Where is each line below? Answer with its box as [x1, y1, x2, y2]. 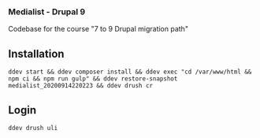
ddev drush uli [8, 124, 58, 132]
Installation [8, 47, 65, 61]
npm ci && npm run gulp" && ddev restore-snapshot [8, 75, 178, 83]
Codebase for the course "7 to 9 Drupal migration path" [8, 24, 189, 34]
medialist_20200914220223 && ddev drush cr [8, 82, 154, 90]
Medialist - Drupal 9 [8, 6, 86, 17]
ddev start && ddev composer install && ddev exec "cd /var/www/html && [8, 68, 252, 76]
